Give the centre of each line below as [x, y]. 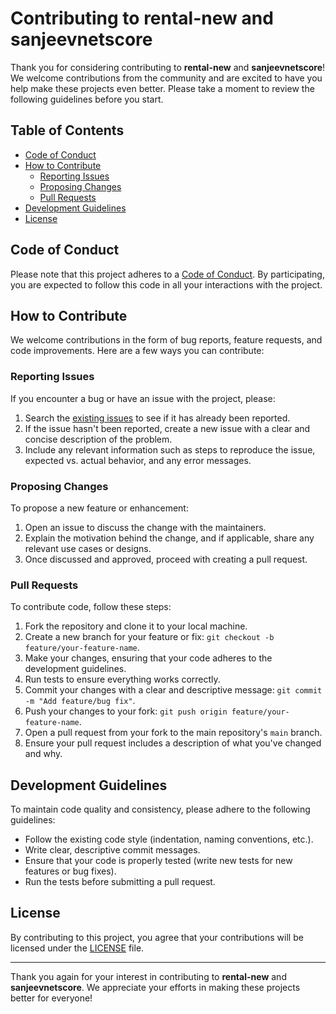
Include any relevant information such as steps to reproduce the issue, [170, 449]
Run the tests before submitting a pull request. [120, 882]
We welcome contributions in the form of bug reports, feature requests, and [166, 340]
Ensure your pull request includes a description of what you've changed [173, 743]
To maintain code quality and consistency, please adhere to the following [160, 809]
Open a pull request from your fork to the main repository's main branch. [173, 733]
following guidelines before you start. [87, 99]
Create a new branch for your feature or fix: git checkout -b [149, 637]
